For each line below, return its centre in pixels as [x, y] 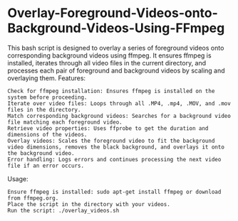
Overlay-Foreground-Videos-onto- [113, 13]
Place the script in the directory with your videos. [89, 204]
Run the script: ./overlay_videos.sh [63, 210]
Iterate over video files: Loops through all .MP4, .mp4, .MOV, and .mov [119, 103]
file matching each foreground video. [65, 122]
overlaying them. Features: [47, 78]
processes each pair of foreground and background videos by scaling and [117, 70]
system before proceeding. [47, 97]
